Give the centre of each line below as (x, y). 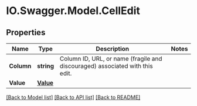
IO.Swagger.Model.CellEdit (73, 11)
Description (113, 49)
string (46, 66)
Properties (26, 33)
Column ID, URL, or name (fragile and (111, 59)
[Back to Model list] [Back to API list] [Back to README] (73, 97)
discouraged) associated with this (106, 66)
